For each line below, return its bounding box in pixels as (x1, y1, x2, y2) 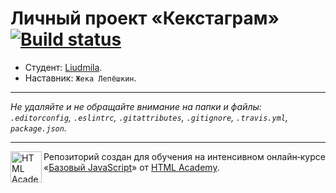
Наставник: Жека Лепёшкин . (24, 72, 137, 84)
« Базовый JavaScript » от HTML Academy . (43, 161, 220, 173)
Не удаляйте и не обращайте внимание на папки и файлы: (10, 100, 262, 112)
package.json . (10, 122, 67, 134)
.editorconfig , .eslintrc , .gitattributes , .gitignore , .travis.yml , (10, 111, 288, 123)
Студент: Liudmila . (24, 61, 103, 73)
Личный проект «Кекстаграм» (10, 7, 280, 30)
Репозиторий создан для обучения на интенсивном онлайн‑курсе (43, 150, 326, 162)
